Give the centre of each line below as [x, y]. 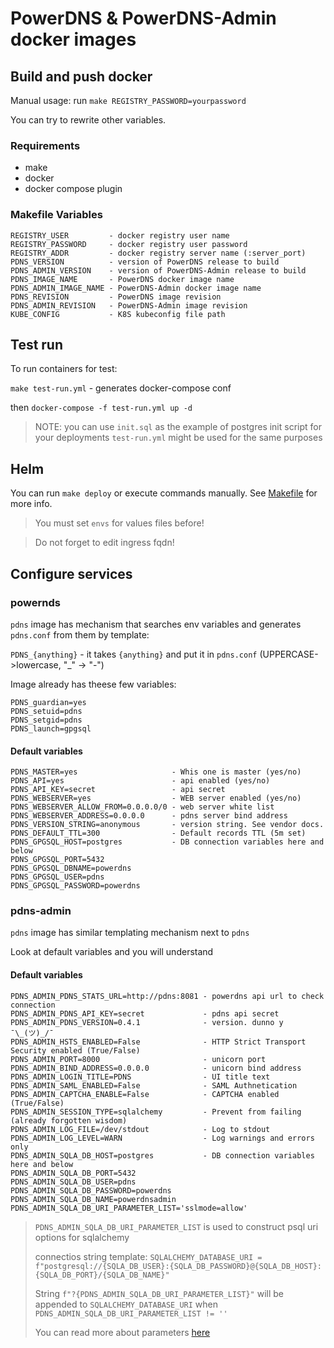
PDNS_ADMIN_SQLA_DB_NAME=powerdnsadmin [93, 1199]
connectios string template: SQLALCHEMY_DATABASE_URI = [148, 1256]
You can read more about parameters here [122, 1332]
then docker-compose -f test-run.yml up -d [101, 408]
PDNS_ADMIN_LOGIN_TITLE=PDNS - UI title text [140, 1077]
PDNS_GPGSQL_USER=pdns [57, 877]
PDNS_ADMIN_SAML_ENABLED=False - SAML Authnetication [154, 1085]
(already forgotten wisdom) [69, 1120]
